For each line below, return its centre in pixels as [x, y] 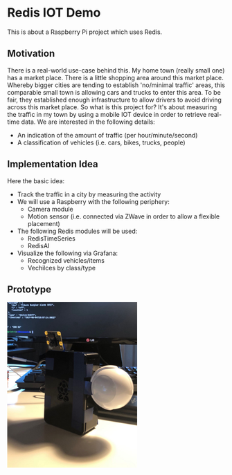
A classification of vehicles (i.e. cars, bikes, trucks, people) [101, 142]
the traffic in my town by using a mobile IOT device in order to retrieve [107, 114]
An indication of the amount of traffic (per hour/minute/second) [107, 135]
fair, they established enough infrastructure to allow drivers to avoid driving [114, 100]
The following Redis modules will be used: [77, 231]
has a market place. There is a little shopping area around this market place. [115, 77]
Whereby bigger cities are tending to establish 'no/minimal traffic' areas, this [116, 85]
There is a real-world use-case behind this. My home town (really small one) [116, 70]
